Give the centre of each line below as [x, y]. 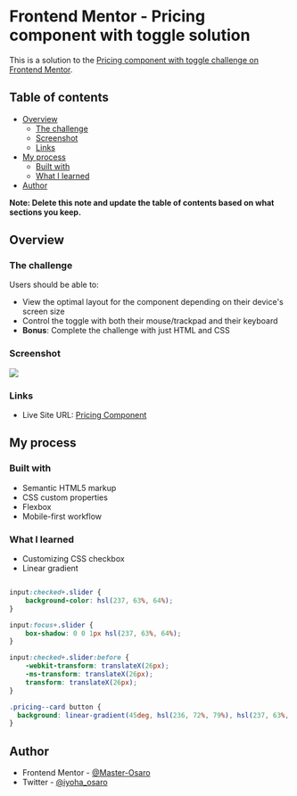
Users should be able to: [54, 285]
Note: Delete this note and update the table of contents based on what [142, 202]
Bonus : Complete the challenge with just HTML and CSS [126, 331]
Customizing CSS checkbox [73, 559]
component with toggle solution [130, 35]
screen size [43, 312]
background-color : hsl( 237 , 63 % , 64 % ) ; [99, 600]
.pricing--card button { [55, 707]
